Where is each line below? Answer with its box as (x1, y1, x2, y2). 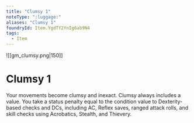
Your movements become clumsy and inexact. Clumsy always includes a (6, 91, 181, 98)
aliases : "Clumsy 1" (6, 19, 57, 25)
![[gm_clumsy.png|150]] (6, 52, 63, 59)
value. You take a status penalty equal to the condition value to (6, 98, 157, 105)
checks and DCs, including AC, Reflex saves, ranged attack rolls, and (22, 104, 189, 111)
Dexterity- (158, 98, 183, 105)
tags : (6, 30, 19, 36)
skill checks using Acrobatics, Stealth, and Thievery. (6, 110, 132, 117)
